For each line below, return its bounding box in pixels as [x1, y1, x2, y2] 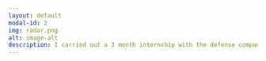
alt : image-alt [8, 33, 59, 42]
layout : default [8, 11, 62, 20]
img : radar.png [8, 26, 59, 34]
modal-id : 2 [8, 19, 47, 27]
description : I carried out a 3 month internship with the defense [8, 41, 236, 49]
